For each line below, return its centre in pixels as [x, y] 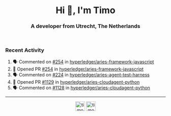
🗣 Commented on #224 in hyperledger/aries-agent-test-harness [81, 74]
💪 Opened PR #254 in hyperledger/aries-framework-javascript [78, 69]
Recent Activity [25, 50]
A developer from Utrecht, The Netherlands [85, 26]
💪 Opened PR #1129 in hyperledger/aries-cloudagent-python [76, 82]
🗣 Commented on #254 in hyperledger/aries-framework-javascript [83, 62]
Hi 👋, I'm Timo [85, 10]
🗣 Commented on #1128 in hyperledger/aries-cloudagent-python [81, 88]
